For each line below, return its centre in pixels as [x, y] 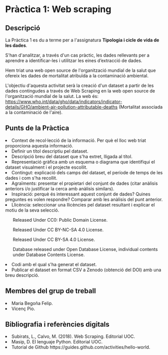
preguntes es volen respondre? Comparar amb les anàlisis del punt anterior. [84, 199]
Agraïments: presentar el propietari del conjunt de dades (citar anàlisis [85, 183]
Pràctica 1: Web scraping [58, 9]
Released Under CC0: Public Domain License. [60, 220]
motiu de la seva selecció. [32, 210]
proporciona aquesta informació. [39, 145]
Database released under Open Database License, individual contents [85, 249]
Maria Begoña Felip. [32, 303]
